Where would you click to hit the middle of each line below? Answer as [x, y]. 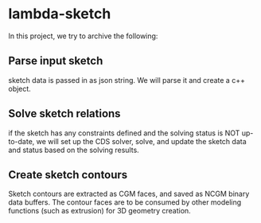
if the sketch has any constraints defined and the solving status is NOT [124, 133]
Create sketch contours [68, 175]
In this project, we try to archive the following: [83, 36]
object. [20, 88]
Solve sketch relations [64, 113]
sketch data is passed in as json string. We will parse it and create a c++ [127, 80]
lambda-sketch [60, 14]
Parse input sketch [56, 61]
